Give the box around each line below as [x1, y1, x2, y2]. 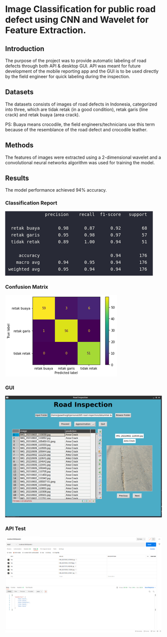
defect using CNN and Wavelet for [5, 14, 149, 25]
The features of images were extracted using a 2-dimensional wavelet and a [5, 154, 162, 160]
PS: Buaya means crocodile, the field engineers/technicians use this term [5, 121, 155, 127]
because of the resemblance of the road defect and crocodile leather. [5, 126, 148, 132]
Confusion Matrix [5, 283, 49, 290]
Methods [5, 141, 34, 150]
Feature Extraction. [5, 25, 86, 36]
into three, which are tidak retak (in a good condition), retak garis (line [5, 106, 148, 112]
